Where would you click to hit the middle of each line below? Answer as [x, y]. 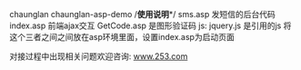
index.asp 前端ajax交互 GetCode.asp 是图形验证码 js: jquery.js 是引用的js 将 [150, 25]
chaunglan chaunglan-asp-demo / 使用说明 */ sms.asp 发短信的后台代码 [142, 14]
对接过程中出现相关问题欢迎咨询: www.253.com [99, 56]
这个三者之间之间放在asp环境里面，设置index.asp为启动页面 [122, 37]
